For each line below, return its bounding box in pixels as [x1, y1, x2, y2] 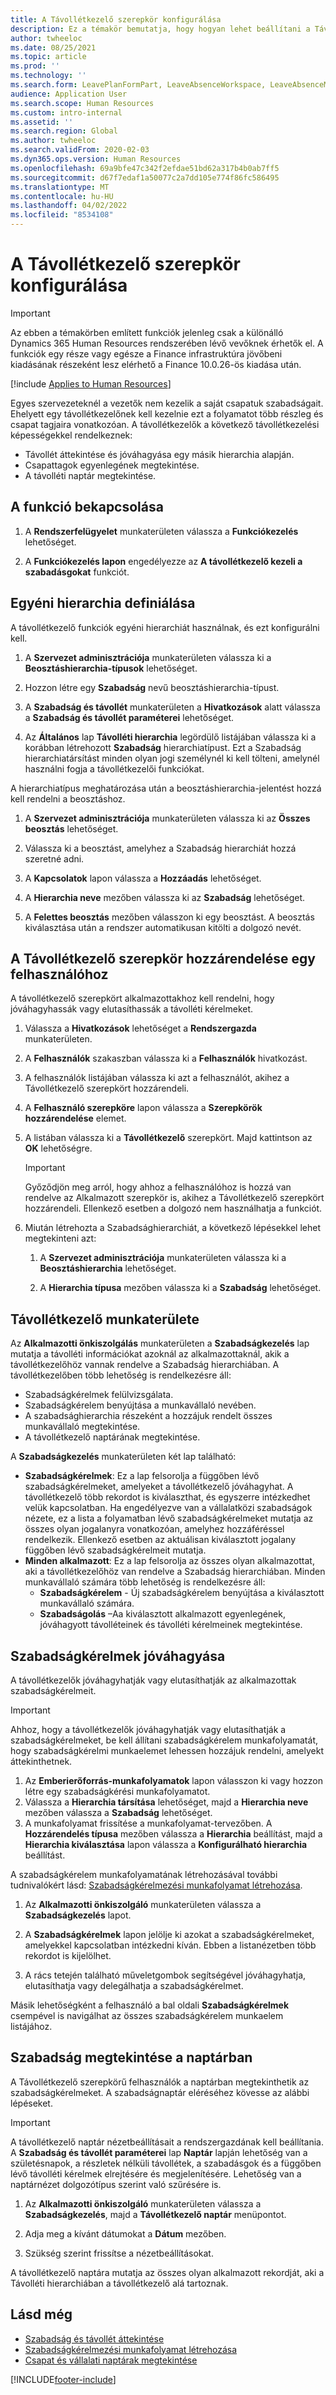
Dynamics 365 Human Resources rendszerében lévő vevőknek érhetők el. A [10, 337, 324, 349]
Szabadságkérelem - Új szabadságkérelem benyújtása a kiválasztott [39, 1587, 325, 1599]
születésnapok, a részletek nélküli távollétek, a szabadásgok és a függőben [10, 2157, 322, 2169]
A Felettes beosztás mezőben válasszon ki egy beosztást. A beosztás [24, 911, 315, 923]
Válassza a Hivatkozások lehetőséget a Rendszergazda [24, 1022, 257, 1035]
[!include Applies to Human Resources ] [10, 377, 172, 390]
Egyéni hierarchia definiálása [10, 595, 196, 612]
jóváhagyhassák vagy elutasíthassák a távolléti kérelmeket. [10, 1003, 254, 1015]
